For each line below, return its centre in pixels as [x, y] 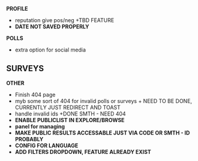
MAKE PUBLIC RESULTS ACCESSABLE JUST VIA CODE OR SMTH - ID [102, 133]
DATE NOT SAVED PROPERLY [52, 27]
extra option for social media [50, 50]
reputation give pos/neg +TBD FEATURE [64, 20]
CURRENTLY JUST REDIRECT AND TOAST [68, 107]
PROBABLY [29, 139]
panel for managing [40, 126]
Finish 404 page [35, 95]
